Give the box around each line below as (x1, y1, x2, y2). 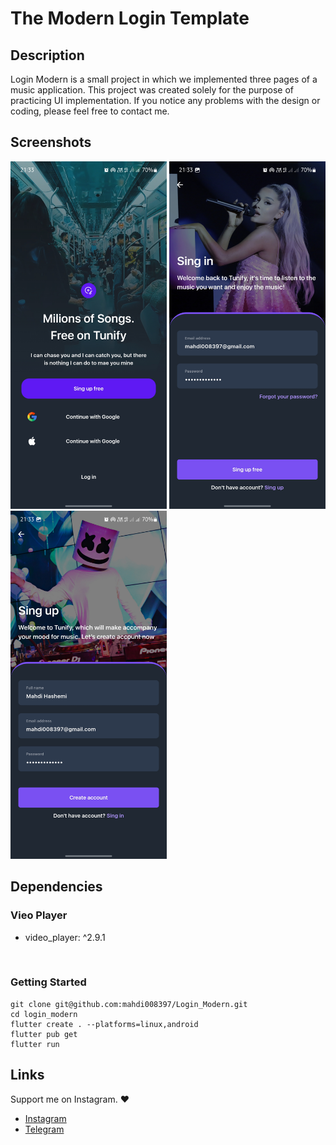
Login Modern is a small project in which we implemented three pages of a (10, 73, 318, 85)
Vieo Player (10, 908, 68, 922)
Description (10, 47, 85, 64)
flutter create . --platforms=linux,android (10, 1019, 199, 1029)
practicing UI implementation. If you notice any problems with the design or (10, 95, 321, 106)
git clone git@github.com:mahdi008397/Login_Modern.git (10, 999, 248, 1009)
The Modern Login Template (10, 7, 250, 30)
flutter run (10, 1039, 60, 1049)
